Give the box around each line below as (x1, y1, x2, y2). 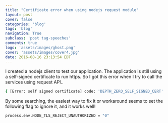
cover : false (5, 17, 33, 22)
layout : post (5, 12, 33, 17)
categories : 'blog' (5, 21, 46, 27)
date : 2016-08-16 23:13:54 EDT (5, 54, 71, 60)
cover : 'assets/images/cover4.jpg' (5, 50, 80, 55)
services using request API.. (5, 79, 64, 85)
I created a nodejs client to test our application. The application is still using (5, 68, 162, 74)
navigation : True (5, 31, 42, 36)
